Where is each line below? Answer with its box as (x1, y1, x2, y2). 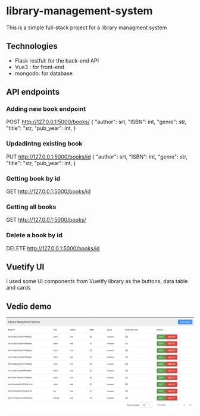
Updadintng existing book (6, 139, 83, 148)
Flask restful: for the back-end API (14, 57, 99, 64)
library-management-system (6, 4, 153, 18)
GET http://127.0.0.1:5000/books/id (6, 188, 91, 195)
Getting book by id (6, 174, 61, 182)
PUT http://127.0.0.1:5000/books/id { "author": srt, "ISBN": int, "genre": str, (6, 153, 187, 160)
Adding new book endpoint (6, 105, 86, 113)
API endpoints (6, 87, 60, 97)
